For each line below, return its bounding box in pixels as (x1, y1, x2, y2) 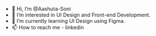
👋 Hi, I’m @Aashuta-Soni (11, 6, 71, 12)
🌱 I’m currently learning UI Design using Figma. (11, 18, 126, 24)
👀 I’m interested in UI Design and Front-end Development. (11, 11, 151, 18)
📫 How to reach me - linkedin (11, 24, 84, 31)
